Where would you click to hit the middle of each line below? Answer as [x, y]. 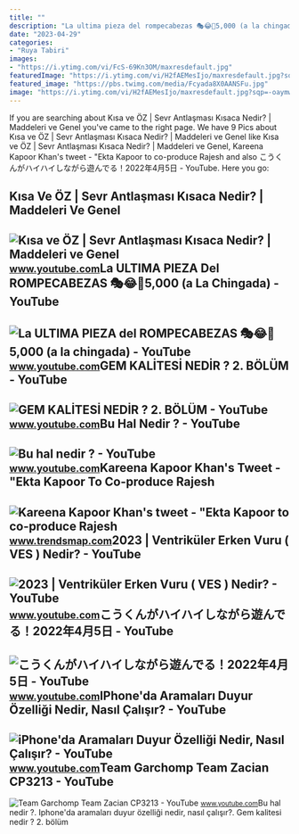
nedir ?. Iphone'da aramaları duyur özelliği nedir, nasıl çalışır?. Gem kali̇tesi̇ [145, 813]
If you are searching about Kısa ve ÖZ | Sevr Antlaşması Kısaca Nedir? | [140, 118]
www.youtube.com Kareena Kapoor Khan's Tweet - [145, 468]
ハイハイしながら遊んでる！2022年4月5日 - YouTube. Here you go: [147, 168]
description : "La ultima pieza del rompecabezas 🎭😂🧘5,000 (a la [134, 26]
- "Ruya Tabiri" [39, 51]
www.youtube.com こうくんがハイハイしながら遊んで [148, 615]
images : [24, 59]
